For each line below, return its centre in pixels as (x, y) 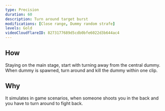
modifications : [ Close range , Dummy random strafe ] (60, 24)
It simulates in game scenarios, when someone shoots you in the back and (82, 98)
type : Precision (22, 10)
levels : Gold (19, 28)
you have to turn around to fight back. (44, 103)
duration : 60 (19, 14)
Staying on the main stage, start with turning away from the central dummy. (83, 65)
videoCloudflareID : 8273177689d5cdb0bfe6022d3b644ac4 (62, 33)
